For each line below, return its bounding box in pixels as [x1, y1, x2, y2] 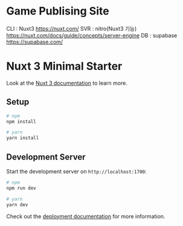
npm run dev [6, 185, 36, 191]
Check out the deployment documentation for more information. [6, 213, 165, 220]
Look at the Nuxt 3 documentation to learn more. [6, 79, 128, 86]
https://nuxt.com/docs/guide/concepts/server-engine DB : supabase [6, 31, 178, 39]
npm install [6, 118, 36, 124]
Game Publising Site [6, 4, 110, 18]
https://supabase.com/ [6, 38, 63, 45]
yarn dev [6, 201, 28, 208]
